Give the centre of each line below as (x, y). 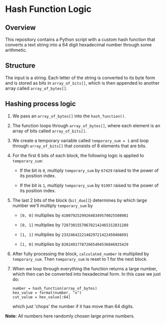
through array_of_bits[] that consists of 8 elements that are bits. (79, 146)
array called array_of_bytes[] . (37, 88)
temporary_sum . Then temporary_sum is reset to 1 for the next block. (80, 259)
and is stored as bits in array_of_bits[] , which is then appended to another (83, 83)
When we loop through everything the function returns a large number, (85, 269)
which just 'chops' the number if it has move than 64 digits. (73, 306)
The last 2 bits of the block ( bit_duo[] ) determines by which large (80, 200)
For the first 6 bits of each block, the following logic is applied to (78, 155)
